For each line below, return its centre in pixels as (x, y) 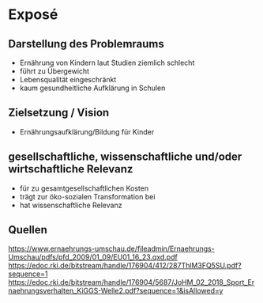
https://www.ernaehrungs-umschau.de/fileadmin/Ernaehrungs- (111, 249)
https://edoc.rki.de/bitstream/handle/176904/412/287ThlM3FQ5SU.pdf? (125, 266)
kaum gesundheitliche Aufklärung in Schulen (92, 88)
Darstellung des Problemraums (86, 44)
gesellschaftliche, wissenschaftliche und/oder (125, 157)
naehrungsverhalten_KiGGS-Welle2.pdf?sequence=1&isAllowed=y (116, 291)
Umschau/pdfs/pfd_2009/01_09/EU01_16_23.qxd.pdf (93, 257)
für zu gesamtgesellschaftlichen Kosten (84, 188)
